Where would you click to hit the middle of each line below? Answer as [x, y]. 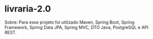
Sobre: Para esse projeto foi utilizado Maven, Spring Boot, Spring [69, 22]
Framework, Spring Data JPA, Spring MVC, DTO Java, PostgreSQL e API [76, 27]
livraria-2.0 [28, 9]
